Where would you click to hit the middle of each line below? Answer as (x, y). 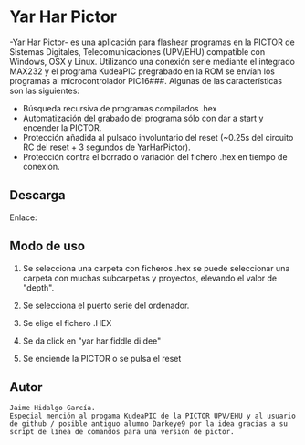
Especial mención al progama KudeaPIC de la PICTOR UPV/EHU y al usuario (153, 416)
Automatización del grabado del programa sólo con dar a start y (143, 118)
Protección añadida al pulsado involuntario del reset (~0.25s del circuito (158, 137)
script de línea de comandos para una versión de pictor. (122, 432)
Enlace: (24, 217)
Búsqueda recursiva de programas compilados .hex (120, 108)
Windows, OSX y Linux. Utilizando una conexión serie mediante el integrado (152, 61)
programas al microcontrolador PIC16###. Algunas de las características (146, 80)
